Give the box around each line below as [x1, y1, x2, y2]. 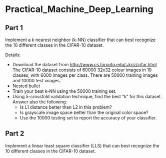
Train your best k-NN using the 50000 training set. [12, 88, 116, 94]
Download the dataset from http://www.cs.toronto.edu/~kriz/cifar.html [12, 62, 157, 67]
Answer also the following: [12, 99, 67, 105]
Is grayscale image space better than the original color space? [19, 109, 148, 115]
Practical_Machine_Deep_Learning [5, 4, 153, 15]
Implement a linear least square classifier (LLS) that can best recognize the [5, 142, 160, 148]
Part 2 [5, 129, 24, 138]
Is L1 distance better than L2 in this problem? [19, 104, 112, 110]
